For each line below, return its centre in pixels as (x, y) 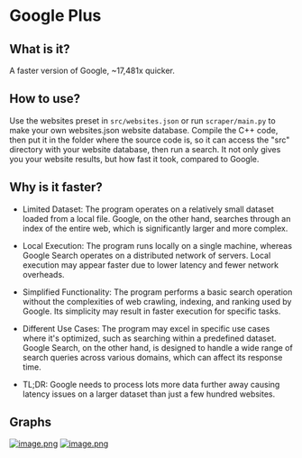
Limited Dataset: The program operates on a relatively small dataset (148, 209)
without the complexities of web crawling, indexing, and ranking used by (157, 301)
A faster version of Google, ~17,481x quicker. (92, 70)
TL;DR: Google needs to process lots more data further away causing (151, 384)
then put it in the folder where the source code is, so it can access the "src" (150, 140)
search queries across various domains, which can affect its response (152, 357)
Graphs (31, 422)
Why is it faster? (56, 187)
